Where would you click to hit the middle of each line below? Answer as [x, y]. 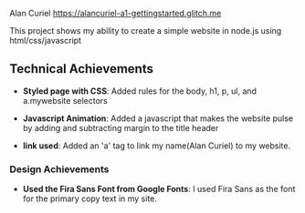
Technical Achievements [81, 69]
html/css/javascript [46, 41]
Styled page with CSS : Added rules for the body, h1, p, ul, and [140, 91]
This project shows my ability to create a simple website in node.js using [146, 30]
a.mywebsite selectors [65, 100]
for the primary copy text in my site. [90, 198]
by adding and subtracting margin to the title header [121, 127]
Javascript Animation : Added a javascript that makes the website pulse [158, 118]
